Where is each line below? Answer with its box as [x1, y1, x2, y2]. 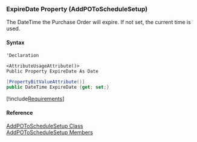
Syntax [6, 39, 25, 46]
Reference [6, 109, 33, 116]
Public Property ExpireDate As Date [6, 68, 98, 74]
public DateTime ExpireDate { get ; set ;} [6, 84, 110, 91]
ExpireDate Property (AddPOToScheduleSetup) [6, 5, 148, 13]
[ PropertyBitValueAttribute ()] [6, 79, 85, 85]
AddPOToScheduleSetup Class [6, 123, 83, 130]
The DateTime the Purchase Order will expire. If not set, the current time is [6, 19, 192, 26]
